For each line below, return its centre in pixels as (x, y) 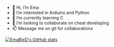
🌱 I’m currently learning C (38, 18)
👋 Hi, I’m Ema (25, 8)
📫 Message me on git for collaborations (52, 28)
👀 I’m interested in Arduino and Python (51, 13)
